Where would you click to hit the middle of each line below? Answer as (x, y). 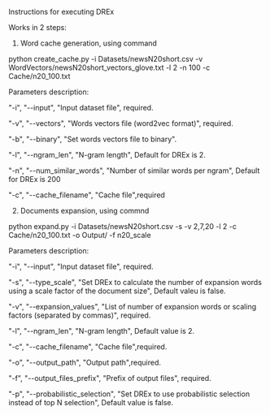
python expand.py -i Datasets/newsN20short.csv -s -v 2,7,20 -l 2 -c (123, 226)
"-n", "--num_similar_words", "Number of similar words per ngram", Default (134, 171)
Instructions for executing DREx (61, 12)
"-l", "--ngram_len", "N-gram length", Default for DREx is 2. (107, 155)
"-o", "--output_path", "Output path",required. (85, 362)
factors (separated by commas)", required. (80, 315)
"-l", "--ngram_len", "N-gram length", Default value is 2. (102, 331)
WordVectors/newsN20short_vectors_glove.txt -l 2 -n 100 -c (109, 67)
